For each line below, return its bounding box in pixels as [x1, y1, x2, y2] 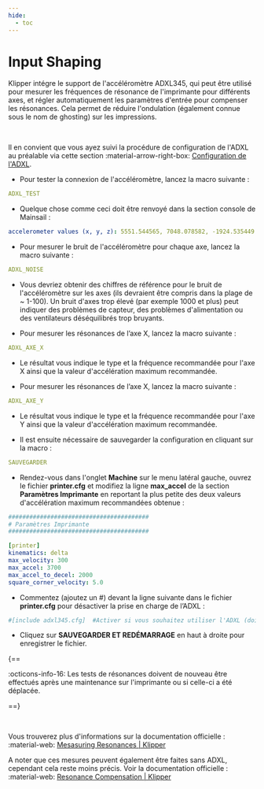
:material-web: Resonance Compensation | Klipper [8, 772, 171, 782]
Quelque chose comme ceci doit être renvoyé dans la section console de [19, 204, 256, 213]
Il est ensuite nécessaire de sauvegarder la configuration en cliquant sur [19, 435, 254, 444]
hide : [8, 11, 26, 20]
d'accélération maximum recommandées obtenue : [19, 498, 185, 507]
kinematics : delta [8, 549, 68, 557]
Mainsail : [19, 213, 51, 222]
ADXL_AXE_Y [8, 397, 44, 405]
